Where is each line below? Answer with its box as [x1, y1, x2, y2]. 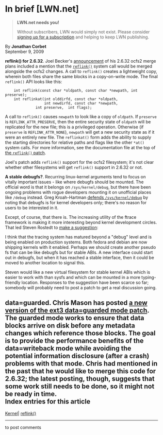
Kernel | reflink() [5, 410, 36, 416]
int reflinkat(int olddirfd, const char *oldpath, [14, 96, 118, 102]
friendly [5, 279, 21, 285]
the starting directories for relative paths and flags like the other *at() [5, 139, 145, 145]
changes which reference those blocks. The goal [5, 329, 156, 337]
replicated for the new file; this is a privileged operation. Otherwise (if [5, 124, 144, 130]
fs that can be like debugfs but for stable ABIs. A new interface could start [5, 249, 153, 255]
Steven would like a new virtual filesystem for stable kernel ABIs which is [5, 269, 150, 275]
